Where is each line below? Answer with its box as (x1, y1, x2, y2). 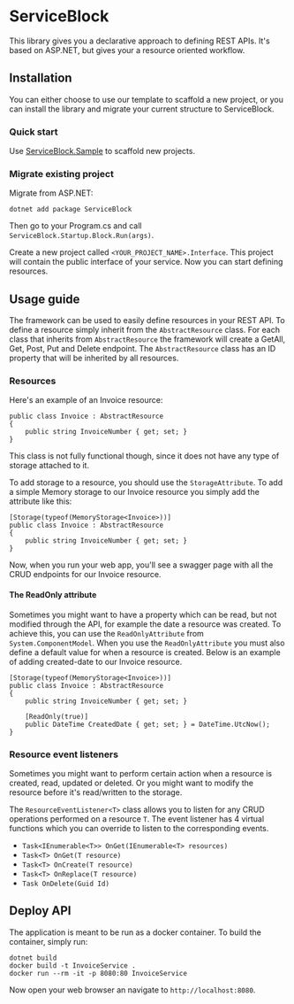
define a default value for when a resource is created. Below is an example (9, 646, 281, 657)
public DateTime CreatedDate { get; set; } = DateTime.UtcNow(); (25, 720, 271, 729)
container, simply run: (9, 936, 88, 946)
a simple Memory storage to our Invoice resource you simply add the (9, 487, 260, 498)
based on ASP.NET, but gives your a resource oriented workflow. (9, 44, 245, 55)
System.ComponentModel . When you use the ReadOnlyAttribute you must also (9, 637, 285, 648)
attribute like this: (9, 496, 72, 506)
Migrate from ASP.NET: (9, 188, 94, 198)
